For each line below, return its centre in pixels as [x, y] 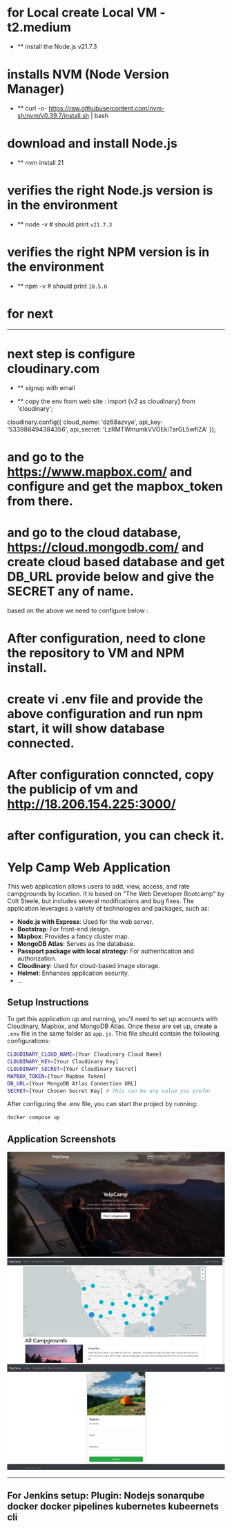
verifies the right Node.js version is [110, 191]
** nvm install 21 [40, 162]
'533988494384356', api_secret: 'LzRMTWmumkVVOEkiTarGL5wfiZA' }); [112, 429]
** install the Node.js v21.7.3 [57, 46]
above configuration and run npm [105, 714]
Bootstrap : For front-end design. [64, 929]
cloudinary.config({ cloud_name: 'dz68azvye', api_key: [85, 422]
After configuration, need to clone [106, 638]
